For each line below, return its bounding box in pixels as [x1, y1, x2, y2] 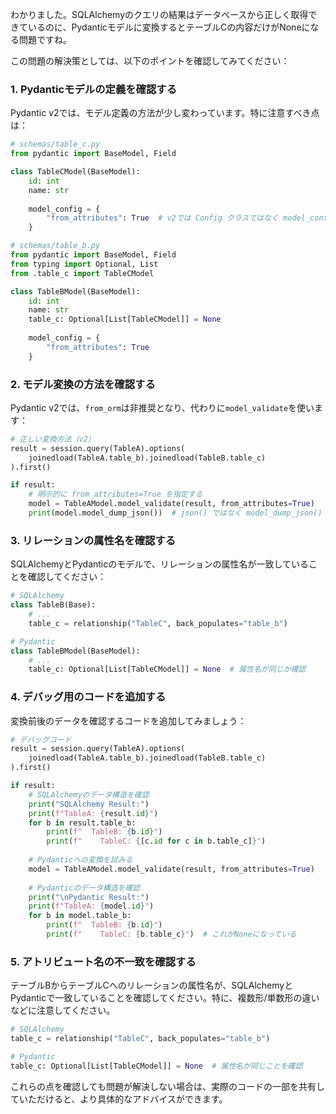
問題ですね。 [18, 34, 72, 45]
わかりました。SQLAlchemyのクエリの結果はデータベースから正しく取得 [10, 9, 309, 20]
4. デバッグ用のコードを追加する [10, 690, 167, 704]
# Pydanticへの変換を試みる [28, 855, 133, 865]
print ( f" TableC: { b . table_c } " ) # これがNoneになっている [46, 929, 297, 940]
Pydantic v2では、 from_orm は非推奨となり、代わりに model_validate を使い [10, 401, 315, 413]
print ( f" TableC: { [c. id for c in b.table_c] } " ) [46, 836, 267, 847]
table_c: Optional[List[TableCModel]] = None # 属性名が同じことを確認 [10, 1061, 303, 1071]
